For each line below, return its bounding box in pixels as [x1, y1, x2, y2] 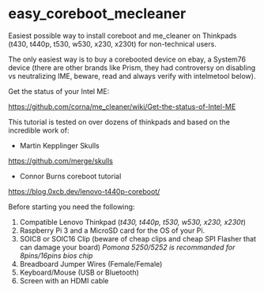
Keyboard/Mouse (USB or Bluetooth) [19, 268, 140, 277]
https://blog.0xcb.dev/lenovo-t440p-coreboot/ [8, 186, 160, 196]
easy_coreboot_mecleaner [8, 5, 187, 23]
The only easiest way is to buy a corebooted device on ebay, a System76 [8, 54, 247, 64]
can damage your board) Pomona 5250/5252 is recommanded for [19, 242, 236, 252]
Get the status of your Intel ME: [8, 86, 110, 95]
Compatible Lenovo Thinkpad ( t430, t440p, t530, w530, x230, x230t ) [19, 217, 247, 226]
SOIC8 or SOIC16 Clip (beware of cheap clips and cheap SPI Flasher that [19, 234, 257, 243]
